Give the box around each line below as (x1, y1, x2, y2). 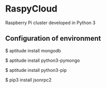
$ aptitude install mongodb (5, 47, 62, 53)
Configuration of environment (5, 34, 101, 43)
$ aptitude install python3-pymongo (5, 57, 80, 63)
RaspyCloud (5, 3, 58, 15)
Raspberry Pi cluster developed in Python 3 (5, 20, 96, 26)
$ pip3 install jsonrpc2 (5, 76, 52, 83)
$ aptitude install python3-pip (5, 67, 67, 73)
